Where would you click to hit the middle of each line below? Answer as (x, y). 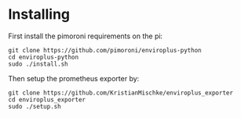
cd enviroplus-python (44, 57)
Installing (39, 14)
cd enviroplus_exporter (47, 99)
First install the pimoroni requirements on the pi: (86, 36)
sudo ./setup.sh (35, 106)
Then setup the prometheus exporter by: (74, 78)
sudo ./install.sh (38, 64)
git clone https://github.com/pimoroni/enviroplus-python (105, 50)
